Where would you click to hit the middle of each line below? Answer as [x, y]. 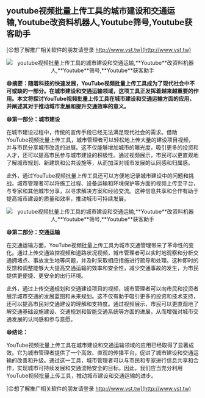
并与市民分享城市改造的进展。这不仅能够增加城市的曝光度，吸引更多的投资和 [103, 147]
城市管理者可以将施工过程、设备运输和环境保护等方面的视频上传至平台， [108, 183]
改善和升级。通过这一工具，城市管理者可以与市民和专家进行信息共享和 [105, 360]
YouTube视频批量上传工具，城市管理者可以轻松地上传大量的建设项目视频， [100, 140]
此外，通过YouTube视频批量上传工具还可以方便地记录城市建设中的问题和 [98, 175]
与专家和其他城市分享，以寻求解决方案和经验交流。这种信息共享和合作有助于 [103, 190]
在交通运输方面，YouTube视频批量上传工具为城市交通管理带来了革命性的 [98, 245]
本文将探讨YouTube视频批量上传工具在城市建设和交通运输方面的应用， [106, 98]
